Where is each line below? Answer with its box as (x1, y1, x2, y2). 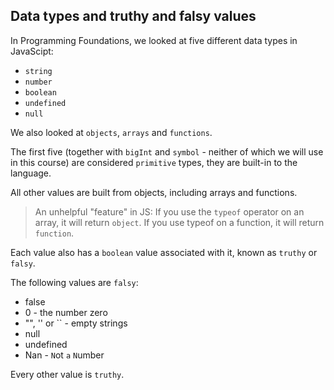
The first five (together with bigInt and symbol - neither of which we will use (10, 145, 324, 158)
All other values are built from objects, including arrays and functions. (10, 186, 298, 198)
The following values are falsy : (10, 276, 139, 288)
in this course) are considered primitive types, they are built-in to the (10, 156, 298, 168)
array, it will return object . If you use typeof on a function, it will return (34, 216, 325, 228)
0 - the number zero (24, 306, 108, 318)
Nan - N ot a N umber (24, 349, 105, 361)
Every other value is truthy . (10, 368, 125, 380)
